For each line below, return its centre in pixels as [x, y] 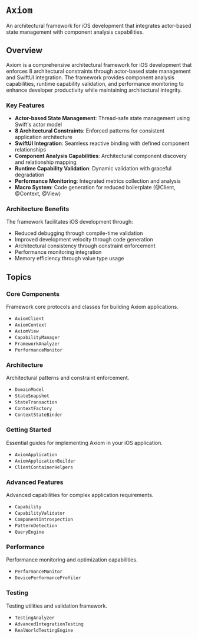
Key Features [26, 105]
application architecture [43, 137]
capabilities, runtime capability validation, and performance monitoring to [95, 83]
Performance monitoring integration [58, 252]
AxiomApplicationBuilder [45, 461]
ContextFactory [33, 409]
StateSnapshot [32, 396]
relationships [30, 150]
